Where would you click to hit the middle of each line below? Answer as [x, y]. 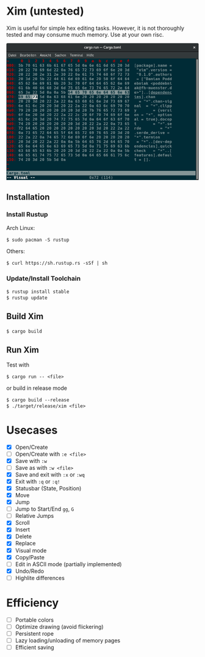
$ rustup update [27, 298]
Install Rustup [27, 215]
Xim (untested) [45, 11]
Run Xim [23, 350]
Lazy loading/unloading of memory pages [68, 640]
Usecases [32, 430]
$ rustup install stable [38, 292]
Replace [25, 544]
